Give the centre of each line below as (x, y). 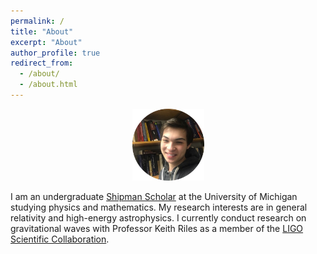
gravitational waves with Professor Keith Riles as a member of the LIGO (157, 228)
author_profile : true (55, 53)
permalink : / (37, 21)
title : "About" (42, 31)
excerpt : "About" (46, 42)
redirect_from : (42, 63)
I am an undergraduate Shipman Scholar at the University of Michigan (154, 196)
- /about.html (48, 85)
